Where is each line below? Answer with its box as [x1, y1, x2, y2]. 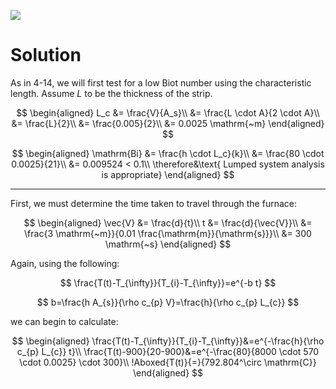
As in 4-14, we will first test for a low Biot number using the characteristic [10, 76, 312, 89]
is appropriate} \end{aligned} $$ [101, 168, 235, 180]
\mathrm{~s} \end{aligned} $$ [104, 238, 232, 250]
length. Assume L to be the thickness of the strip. [10, 87, 213, 99]
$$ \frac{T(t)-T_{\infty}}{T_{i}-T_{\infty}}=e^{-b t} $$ [59, 276, 277, 289]
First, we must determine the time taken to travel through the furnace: [10, 197, 297, 209]
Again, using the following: [10, 257, 120, 269]
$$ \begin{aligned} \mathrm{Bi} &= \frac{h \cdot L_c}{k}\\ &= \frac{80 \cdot [11, 147, 325, 159]
